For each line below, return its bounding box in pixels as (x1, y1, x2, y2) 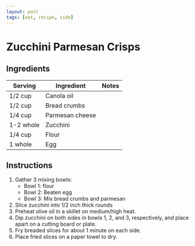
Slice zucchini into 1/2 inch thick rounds (14, 201, 113, 209)
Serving (13, 81, 36, 90)
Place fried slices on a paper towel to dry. (14, 233, 118, 241)
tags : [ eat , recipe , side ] (6, 14, 74, 20)
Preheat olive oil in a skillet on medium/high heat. (14, 208, 136, 215)
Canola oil (45, 91, 74, 100)
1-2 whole (9, 121, 40, 129)
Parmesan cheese (45, 111, 96, 119)
